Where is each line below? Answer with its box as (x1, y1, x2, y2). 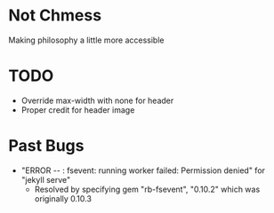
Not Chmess (8, 5, 102, 26)
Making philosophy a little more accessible (8, 35, 165, 45)
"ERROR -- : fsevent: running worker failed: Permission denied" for (20, 165, 266, 176)
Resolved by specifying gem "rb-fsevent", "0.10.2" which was (34, 184, 261, 194)
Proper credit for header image (20, 104, 135, 115)
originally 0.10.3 (34, 193, 93, 204)
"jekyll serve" (20, 174, 71, 185)
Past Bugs (8, 136, 85, 156)
